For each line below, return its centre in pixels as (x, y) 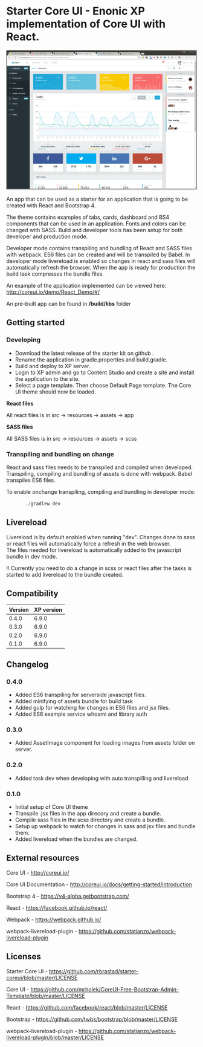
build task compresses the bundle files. (55, 274)
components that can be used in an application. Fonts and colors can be (96, 223)
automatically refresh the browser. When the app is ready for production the (101, 267)
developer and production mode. (47, 236)
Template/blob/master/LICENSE (46, 996)
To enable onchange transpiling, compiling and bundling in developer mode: (101, 491)
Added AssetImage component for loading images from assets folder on (105, 743)
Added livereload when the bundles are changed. (76, 839)
